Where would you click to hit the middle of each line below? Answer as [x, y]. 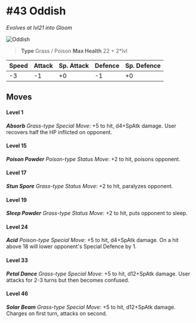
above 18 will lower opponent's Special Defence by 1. [71, 246]
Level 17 [16, 173]
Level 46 [17, 294]
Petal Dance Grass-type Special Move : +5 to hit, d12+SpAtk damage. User [98, 273]
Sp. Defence [143, 65]
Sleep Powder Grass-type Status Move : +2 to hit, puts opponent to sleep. [97, 213]
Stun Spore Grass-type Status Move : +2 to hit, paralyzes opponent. [90, 186]
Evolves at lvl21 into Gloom [39, 28]
